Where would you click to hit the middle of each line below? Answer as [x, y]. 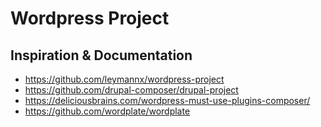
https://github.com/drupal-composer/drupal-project [131, 90]
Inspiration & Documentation [101, 55]
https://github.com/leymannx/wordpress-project [124, 79]
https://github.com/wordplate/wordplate [107, 111]
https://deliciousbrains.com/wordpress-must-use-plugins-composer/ [167, 100]
